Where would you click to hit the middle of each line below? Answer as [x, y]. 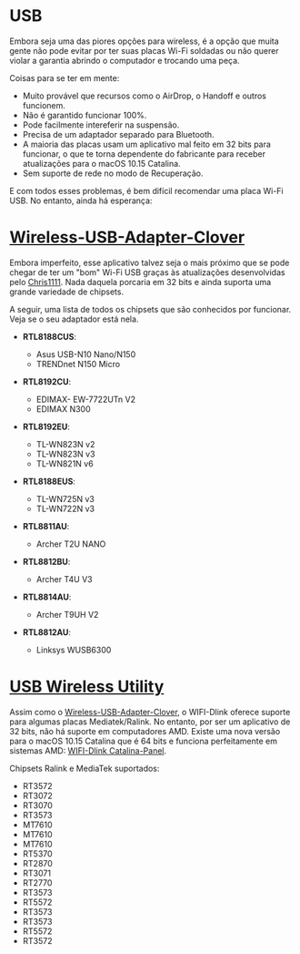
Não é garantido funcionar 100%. [85, 115]
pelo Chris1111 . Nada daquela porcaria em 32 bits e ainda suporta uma [140, 282]
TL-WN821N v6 [65, 463]
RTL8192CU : [46, 381]
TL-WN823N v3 [65, 454]
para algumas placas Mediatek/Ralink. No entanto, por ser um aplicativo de [150, 722]
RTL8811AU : [46, 526]
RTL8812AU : [46, 632]
